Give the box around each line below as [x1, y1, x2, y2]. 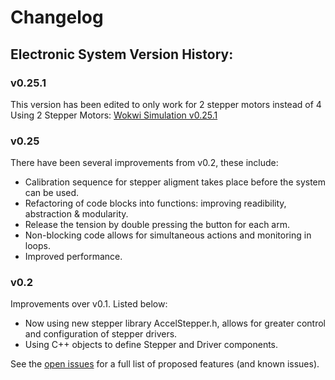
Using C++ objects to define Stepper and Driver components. [24, 339, 279, 351]
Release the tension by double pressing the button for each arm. [24, 219, 291, 231]
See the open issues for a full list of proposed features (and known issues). [10, 358, 320, 370]
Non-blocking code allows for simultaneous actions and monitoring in [24, 229, 312, 241]
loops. [24, 240, 51, 252]
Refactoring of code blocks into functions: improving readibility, [24, 197, 287, 210]
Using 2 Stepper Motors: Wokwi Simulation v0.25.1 [10, 109, 218, 121]
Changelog [10, 6, 104, 29]
